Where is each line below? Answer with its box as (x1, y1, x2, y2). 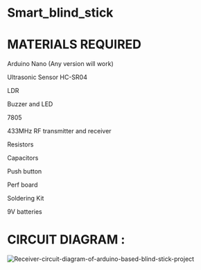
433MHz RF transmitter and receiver (7, 127, 112, 135)
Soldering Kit (7, 194, 44, 203)
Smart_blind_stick (7, 5, 114, 21)
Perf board (7, 180, 38, 189)
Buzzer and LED (7, 100, 53, 108)
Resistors (7, 140, 34, 149)
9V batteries (7, 208, 43, 216)
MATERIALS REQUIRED (7, 37, 142, 53)
